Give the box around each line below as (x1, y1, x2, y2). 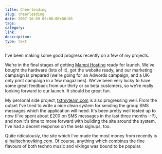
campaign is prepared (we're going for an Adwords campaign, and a (5, 72, 142, 78)
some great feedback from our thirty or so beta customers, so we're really (5, 83, 154, 88)
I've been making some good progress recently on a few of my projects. (5, 52, 150, 58)
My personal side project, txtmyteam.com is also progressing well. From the (5, 97, 157, 103)
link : (5, 30, 16, 35)
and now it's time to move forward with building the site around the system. (5, 118, 156, 124)
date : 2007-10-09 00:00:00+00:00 (5, 16, 73, 21)
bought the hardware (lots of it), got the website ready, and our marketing (5, 67, 153, 73)
